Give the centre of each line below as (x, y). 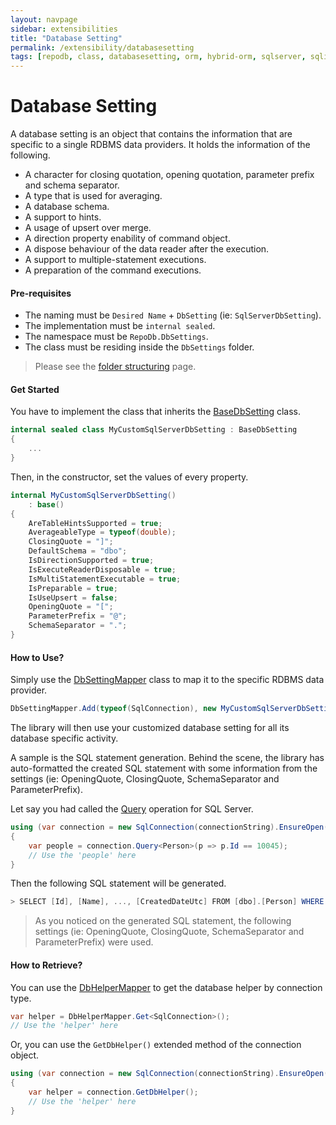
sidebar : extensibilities (64, 29)
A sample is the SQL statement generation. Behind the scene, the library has (167, 758)
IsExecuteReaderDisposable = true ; (102, 569)
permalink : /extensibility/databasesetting (102, 47)
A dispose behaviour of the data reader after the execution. (147, 249)
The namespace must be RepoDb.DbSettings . (116, 337)
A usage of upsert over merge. (88, 228)
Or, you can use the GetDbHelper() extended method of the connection (156, 1045)
